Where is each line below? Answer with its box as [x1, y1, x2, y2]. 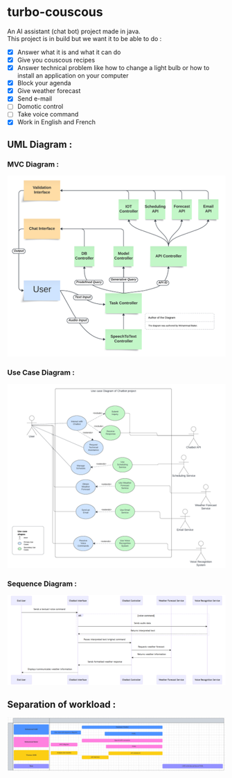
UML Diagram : [7, 138, 73, 150]
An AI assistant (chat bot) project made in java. [7, 27, 141, 35]
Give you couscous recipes [17, 56, 96, 64]
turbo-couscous [7, 4, 103, 20]
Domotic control [17, 102, 64, 111]
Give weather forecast [17, 87, 81, 95]
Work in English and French [17, 118, 96, 126]
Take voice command [17, 110, 79, 119]
